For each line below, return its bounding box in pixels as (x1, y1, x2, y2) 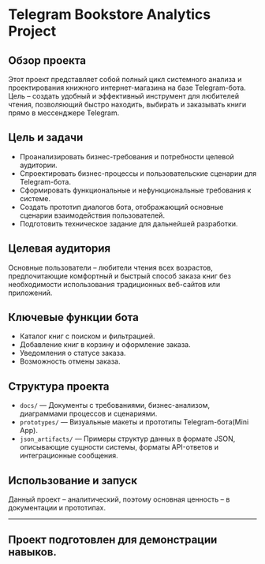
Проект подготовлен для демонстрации (8, 533, 218, 547)
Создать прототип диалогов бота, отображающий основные (19, 202, 224, 211)
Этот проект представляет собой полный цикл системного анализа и (8, 75, 242, 84)
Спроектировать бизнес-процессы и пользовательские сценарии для (19, 168, 257, 178)
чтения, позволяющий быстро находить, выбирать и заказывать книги (8, 100, 247, 109)
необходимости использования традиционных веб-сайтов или (8, 279, 221, 289)
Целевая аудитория (8, 242, 111, 256)
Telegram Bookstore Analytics (8, 6, 211, 24)
